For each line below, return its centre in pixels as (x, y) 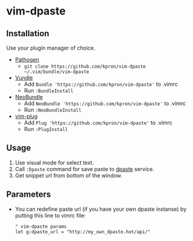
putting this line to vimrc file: (50, 215)
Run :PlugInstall (46, 129)
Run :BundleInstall (49, 91)
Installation (28, 34)
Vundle (24, 78)
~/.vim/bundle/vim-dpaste (56, 72)
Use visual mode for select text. (54, 162)
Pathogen (27, 59)
